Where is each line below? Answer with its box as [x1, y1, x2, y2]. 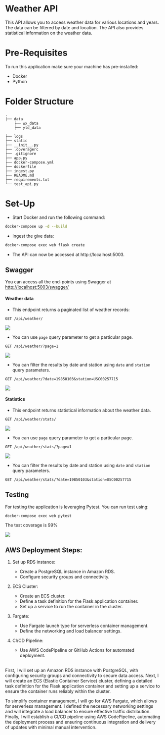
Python [12, 78, 27, 84]
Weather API [5, 3, 58, 14]
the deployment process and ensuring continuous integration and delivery [5, 719, 156, 725]
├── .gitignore [5, 151, 37, 156]
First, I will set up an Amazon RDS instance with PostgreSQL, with [5, 667, 138, 674]
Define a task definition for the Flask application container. [19, 598, 139, 604]
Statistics [5, 396, 26, 402]
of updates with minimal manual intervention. [5, 724, 97, 731]
